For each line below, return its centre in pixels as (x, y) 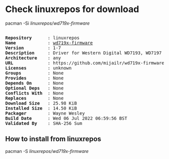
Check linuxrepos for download (72, 9)
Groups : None (34, 73)
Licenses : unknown (38, 68)
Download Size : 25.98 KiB (41, 103)
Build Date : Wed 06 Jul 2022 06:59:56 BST (66, 118)
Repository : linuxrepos (43, 38)
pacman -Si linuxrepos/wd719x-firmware (48, 23)
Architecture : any (33, 58)
